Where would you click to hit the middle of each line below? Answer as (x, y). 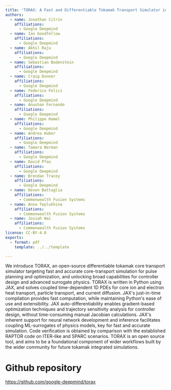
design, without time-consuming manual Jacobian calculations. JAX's (78, 315)
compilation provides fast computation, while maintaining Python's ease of (83, 298)
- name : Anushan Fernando (37, 105)
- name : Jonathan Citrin (36, 19)
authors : (15, 15)
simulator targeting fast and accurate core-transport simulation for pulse (81, 271)
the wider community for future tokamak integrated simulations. (72, 347)
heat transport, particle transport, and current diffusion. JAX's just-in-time (83, 293)
